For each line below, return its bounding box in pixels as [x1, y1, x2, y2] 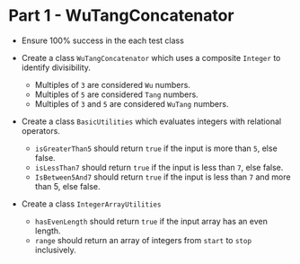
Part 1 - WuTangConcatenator [8, 5, 234, 26]
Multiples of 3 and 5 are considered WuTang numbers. [34, 98, 229, 109]
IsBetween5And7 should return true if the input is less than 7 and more [34, 172, 291, 182]
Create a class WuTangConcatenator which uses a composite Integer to [21, 52, 281, 63]
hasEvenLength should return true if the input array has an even [34, 216, 269, 226]
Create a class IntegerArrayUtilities [21, 198, 162, 209]
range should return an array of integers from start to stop [34, 234, 252, 245]
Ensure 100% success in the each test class [21, 35, 185, 46]
